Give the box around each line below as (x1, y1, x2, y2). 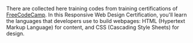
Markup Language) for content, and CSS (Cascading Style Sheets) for (6, 24, 179, 31)
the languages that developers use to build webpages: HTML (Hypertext (6, 18, 185, 24)
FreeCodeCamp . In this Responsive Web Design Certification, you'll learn (6, 11, 188, 18)
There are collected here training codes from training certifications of (6, 5, 178, 12)
